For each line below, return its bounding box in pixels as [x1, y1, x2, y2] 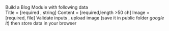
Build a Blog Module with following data [5, 4, 88, 10]
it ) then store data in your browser [5, 20, 77, 26]
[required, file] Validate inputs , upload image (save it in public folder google [5, 15, 164, 20]
